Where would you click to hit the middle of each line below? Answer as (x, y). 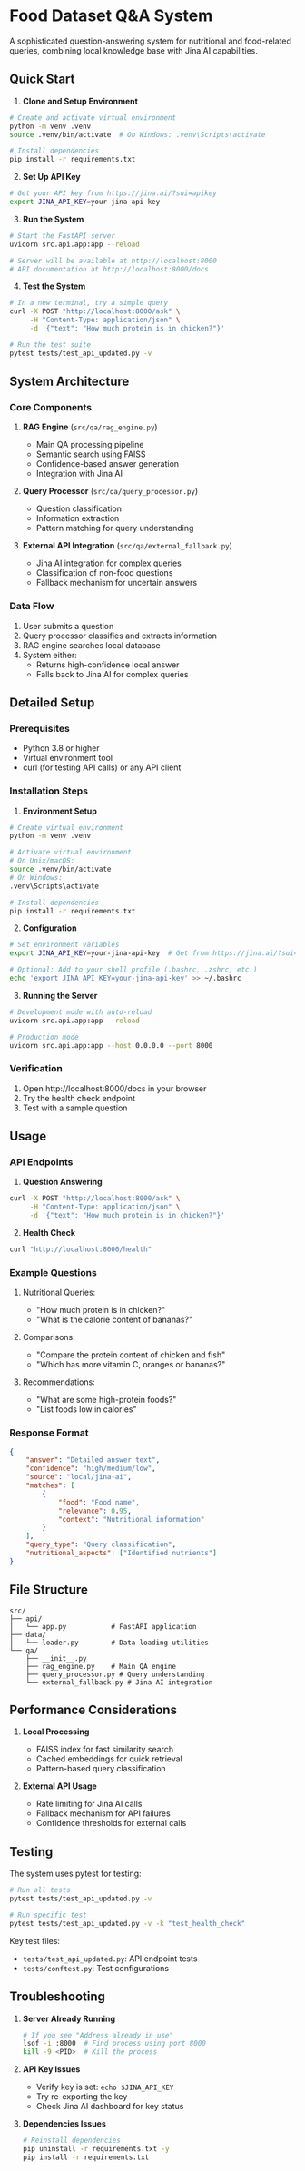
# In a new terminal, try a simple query (89, 303)
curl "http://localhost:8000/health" (81, 1249)
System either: (49, 655)
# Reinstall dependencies (71, 2141)
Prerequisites (39, 728)
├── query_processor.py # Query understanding (115, 1674)
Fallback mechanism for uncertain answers (117, 583)
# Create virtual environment (67, 827)
